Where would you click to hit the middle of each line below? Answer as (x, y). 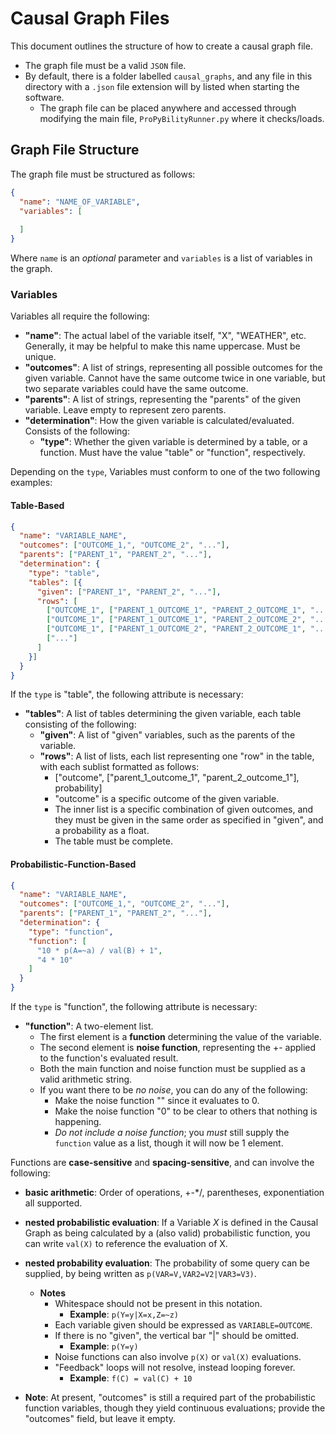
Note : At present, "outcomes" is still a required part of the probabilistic (170, 1398)
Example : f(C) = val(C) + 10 (131, 1378)
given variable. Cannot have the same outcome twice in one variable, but (175, 378)
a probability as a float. (102, 831)
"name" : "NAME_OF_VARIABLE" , (80, 202)
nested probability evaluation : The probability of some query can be (167, 1263)
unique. (40, 357)
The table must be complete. (113, 841)
